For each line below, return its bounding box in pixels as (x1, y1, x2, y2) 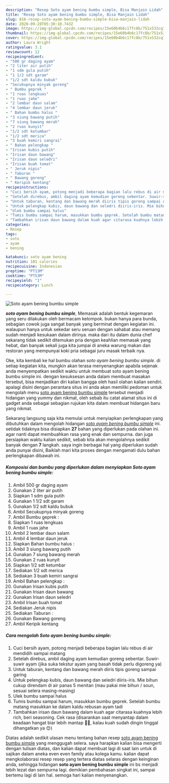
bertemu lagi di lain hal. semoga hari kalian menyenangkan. (6, 772, 128, 778)
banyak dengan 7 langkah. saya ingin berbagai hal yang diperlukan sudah (6, 442, 158, 448)
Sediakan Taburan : (13, 610, 53, 616)
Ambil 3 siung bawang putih (13, 546, 71, 552)
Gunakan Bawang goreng (13, 616, 66, 622)
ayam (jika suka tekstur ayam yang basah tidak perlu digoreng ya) (25, 661, 162, 667)
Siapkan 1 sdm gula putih (13, 493, 65, 499)
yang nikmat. (6, 405, 33, 412)
